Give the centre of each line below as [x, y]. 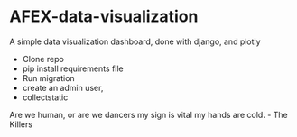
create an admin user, [63, 87]
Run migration [48, 78]
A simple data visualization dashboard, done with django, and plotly [135, 41]
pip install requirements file [73, 68]
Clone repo [43, 59]
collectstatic [45, 97]
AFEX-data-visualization [104, 17]
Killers [21, 124]
